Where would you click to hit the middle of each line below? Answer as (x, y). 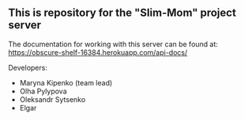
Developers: (28, 67)
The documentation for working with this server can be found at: (113, 44)
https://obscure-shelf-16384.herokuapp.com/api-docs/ (98, 52)
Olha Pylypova (43, 91)
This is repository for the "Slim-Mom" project (122, 13)
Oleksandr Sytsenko (53, 99)
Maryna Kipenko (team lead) (66, 82)
